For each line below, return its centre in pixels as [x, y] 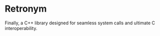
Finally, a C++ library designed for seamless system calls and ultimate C [80, 23]
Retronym [26, 9]
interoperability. [21, 28]
